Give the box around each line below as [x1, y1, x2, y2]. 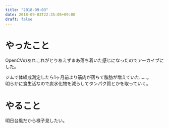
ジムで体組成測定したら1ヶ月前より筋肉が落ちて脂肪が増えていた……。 [5, 74, 151, 80]
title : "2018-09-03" [5, 7, 49, 13]
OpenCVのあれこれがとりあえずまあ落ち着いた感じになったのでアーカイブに [5, 57, 164, 63]
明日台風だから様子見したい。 [5, 117, 67, 123]
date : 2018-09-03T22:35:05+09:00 [5, 12, 76, 17]
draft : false [5, 17, 33, 22]
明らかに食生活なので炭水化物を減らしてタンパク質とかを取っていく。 [5, 81, 151, 87]
